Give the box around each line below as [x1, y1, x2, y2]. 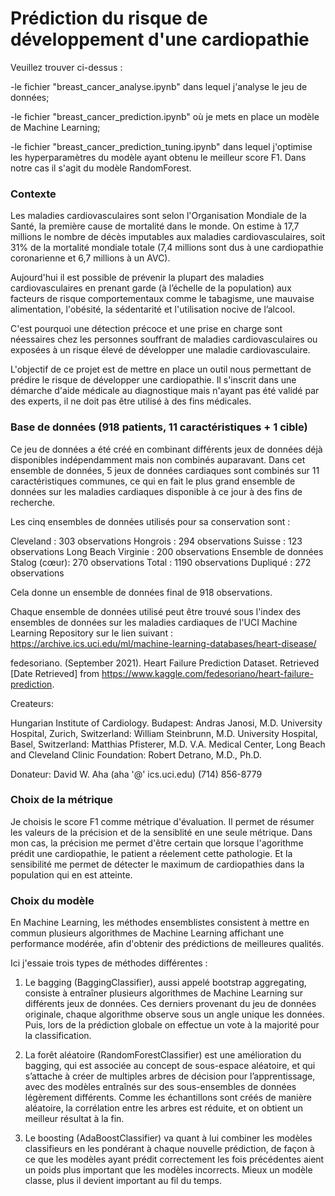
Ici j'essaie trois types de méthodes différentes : [10, 957, 208, 969]
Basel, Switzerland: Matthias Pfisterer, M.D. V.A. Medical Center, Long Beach [10, 738, 326, 750]
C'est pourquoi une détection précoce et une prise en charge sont [10, 323, 283, 335]
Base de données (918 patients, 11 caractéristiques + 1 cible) [10, 420, 308, 434]
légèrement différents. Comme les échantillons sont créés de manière [24, 1092, 312, 1104]
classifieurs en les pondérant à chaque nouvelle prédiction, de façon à [24, 1143, 315, 1155]
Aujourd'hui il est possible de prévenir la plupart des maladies [10, 272, 265, 284]
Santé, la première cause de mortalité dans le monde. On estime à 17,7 [10, 220, 300, 232]
